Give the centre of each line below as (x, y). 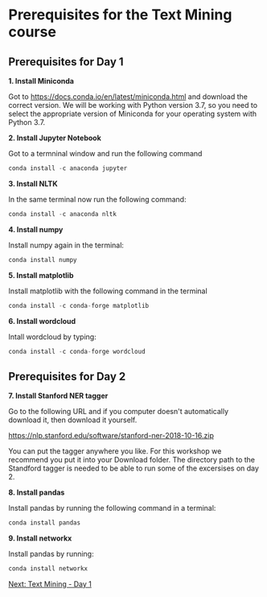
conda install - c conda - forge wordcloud (77, 351)
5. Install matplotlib (41, 275)
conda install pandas (45, 523)
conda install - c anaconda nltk (62, 214)
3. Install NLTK (33, 184)
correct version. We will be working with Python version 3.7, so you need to (133, 105)
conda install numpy (43, 259)
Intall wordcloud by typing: (52, 337)
